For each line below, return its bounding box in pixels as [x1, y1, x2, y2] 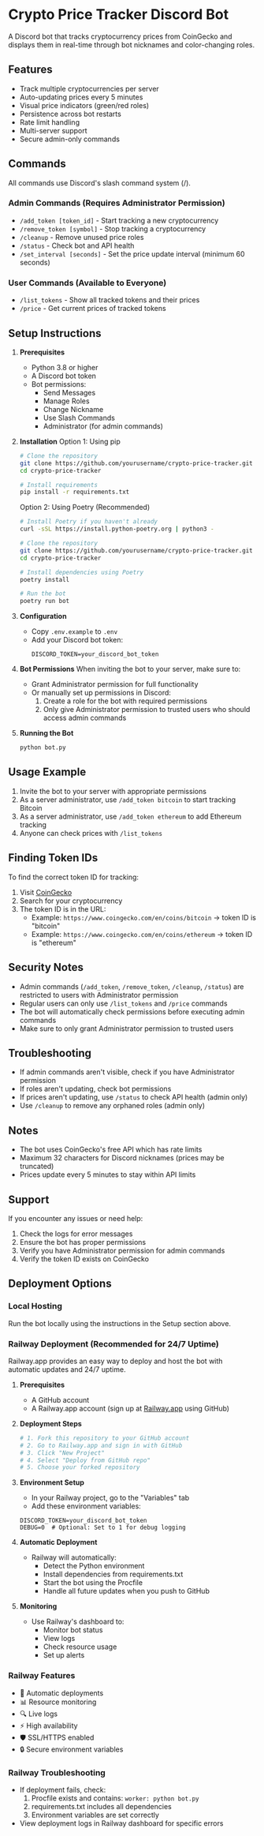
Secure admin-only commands [19, 134, 121, 144]
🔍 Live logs [19, 1709, 58, 1718]
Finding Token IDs [8, 851, 99, 865]
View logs [43, 1634, 76, 1643]
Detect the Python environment [43, 1561, 145, 1571]
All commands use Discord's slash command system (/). [8, 178, 191, 187]
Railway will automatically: [31, 1553, 117, 1562]
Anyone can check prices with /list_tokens [19, 828, 163, 837]
